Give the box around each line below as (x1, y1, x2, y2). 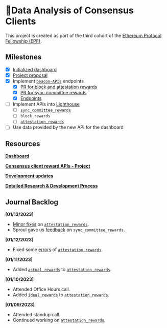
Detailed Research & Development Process (5, 183, 98, 189)
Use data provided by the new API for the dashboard (12, 124, 124, 130)
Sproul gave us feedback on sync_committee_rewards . (12, 227, 125, 233)
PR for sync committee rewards (20, 90, 87, 95)
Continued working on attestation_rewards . (12, 317, 106, 323)
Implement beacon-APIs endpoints (12, 78, 84, 84)
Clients (5, 15, 36, 27)
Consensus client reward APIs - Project (5, 163, 90, 169)
